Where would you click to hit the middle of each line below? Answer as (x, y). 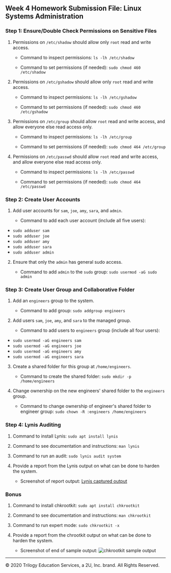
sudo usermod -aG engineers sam (47, 341)
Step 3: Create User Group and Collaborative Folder (70, 289)
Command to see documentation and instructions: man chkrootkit (82, 515)
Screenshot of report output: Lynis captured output (74, 481)
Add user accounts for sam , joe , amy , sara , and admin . (68, 210)
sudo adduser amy (31, 242)
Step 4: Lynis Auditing (33, 425)
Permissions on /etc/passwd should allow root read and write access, (85, 156)
